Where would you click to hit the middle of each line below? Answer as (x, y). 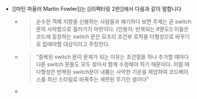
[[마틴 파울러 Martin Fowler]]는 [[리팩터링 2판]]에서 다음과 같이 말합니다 (97, 9)
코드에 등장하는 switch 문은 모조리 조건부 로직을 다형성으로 (105, 37)
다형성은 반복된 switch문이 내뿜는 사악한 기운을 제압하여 (102, 72)
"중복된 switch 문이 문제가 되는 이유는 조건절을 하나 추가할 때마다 (112, 57)
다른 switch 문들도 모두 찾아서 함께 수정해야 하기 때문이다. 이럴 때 (113, 64)
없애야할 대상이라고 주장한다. (76, 44)
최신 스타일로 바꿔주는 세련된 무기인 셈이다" (98, 79)
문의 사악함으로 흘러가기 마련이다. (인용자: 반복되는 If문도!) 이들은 (112, 29)
